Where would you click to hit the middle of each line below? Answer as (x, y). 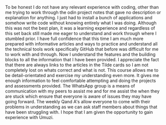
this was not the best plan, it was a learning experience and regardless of (80, 28)
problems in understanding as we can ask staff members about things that (81, 107)
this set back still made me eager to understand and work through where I (81, 33)
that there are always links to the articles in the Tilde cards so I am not (77, 65)
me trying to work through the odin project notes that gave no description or (83, 12)
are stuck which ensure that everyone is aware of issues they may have (78, 96)
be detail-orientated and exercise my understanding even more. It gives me (82, 75)
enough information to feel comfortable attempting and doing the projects (81, 81)
